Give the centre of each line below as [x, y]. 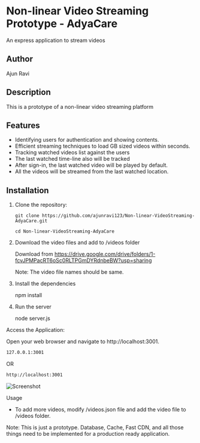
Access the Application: [35, 330]
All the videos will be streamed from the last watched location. [92, 172]
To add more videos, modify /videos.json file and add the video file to [101, 409]
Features [23, 125]
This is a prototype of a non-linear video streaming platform [80, 106]
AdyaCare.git [31, 221]
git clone [27, 216]
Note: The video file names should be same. [69, 272]
